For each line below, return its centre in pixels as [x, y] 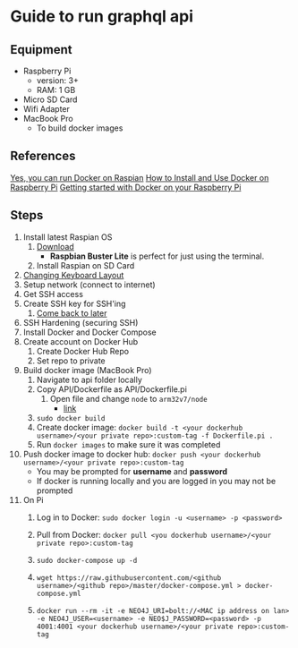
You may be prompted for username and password [132, 471]
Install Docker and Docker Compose [89, 332]
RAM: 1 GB [56, 90]
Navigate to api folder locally [89, 379]
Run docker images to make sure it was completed [128, 444]
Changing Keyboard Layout [73, 275]
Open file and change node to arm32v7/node [129, 398]
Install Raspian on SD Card [85, 265]
